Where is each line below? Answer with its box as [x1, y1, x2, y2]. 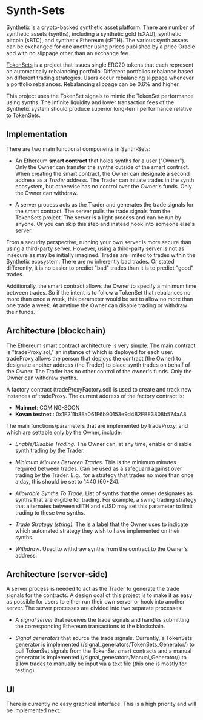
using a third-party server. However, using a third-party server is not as [6, 245, 185, 252]
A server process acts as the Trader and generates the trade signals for [15, 201, 194, 208]
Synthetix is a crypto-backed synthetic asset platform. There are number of [6, 24, 195, 31]
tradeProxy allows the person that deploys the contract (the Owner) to [6, 355, 182, 362]
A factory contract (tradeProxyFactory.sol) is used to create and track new [6, 385, 192, 393]
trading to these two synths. [15, 508, 85, 516]
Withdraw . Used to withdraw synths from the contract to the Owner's [15, 545, 188, 552]
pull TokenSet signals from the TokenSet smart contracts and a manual [15, 647, 192, 655]
